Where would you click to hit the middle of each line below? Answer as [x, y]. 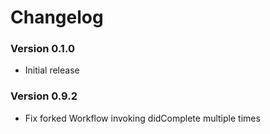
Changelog [57, 17]
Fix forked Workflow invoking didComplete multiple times [142, 118]
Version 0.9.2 [44, 96]
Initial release [52, 70]
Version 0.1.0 [42, 49]
